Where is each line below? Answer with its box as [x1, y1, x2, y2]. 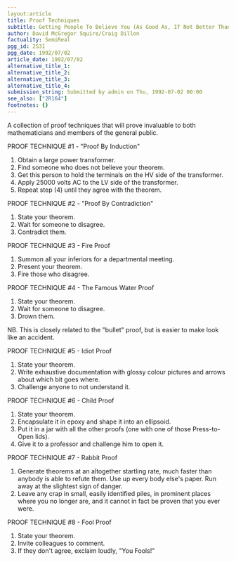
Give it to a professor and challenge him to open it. [17, 440, 164, 448]
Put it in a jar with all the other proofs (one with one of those [17, 424, 192, 433]
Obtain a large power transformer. [17, 155, 116, 164]
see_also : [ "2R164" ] [7, 96, 68, 103]
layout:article [7, 10, 52, 18]
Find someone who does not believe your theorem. [17, 163, 165, 171]
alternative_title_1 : [7, 63, 71, 70]
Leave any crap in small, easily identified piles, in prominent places [17, 489, 211, 497]
